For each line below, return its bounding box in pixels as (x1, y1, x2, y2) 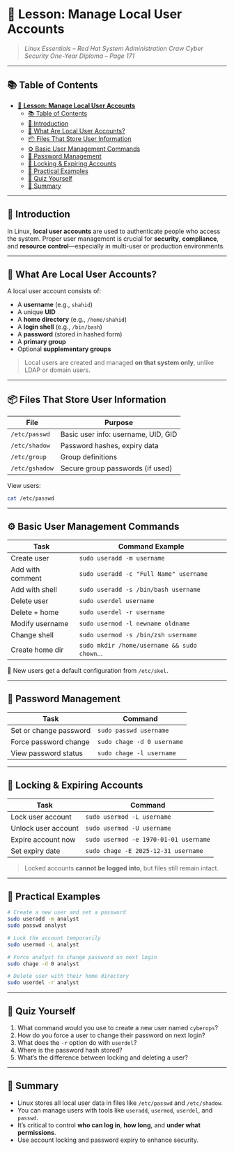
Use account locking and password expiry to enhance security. (17, 1136, 199, 1144)
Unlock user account (10, 823, 79, 833)
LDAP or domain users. (24, 366, 91, 374)
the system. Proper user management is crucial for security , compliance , (7, 234, 219, 243)
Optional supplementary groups (17, 345, 111, 353)
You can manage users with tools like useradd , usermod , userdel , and (17, 1106, 213, 1114)
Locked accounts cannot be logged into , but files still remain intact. (24, 863, 219, 872)
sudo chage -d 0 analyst (7, 960, 79, 967)
